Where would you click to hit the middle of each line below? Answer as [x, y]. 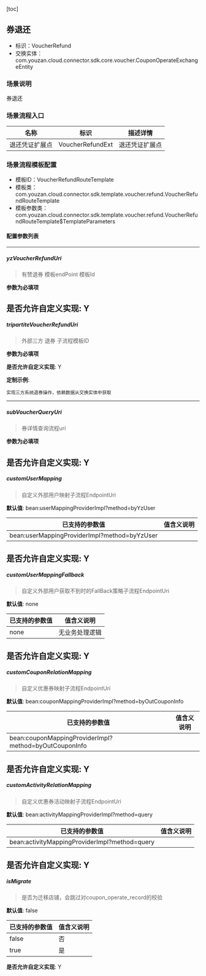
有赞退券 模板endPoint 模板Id [58, 274]
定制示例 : [18, 380]
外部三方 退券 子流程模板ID [55, 341]
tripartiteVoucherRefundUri [42, 324]
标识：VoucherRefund [43, 45]
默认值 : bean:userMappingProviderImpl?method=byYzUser [81, 508]
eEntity [24, 66]
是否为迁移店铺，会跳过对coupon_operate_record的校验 [92, 897]
